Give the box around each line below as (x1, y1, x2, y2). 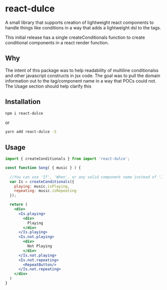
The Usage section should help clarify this (5, 83, 92, 89)
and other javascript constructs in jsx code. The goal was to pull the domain (5, 73, 161, 79)
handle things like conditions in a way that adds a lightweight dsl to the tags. (5, 24, 162, 30)
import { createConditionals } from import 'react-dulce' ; (5, 156, 130, 162)
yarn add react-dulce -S (5, 129, 57, 134)
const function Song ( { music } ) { (5, 165, 81, 170)
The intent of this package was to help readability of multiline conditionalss (5, 67, 159, 73)
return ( (9, 202, 28, 207)
